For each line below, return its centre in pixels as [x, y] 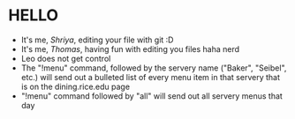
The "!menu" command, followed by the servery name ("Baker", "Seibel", [154, 68]
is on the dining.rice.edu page [75, 86]
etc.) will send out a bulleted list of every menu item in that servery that [150, 77]
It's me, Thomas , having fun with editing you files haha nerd [130, 48]
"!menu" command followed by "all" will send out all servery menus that [152, 96]
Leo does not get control [66, 58]
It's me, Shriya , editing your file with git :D [97, 40]
